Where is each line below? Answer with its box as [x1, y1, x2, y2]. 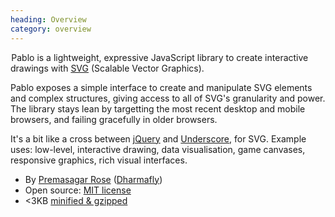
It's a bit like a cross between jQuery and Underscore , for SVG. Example [10, 132, 307, 145]
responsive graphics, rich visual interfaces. [10, 154, 188, 166]
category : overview [10, 24, 92, 34]
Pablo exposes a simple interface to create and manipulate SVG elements [10, 81, 313, 93]
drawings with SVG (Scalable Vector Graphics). [10, 62, 205, 74]
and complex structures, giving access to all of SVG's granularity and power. [10, 92, 326, 104]
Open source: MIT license [24, 184, 132, 196]
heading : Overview [10, 14, 87, 25]
